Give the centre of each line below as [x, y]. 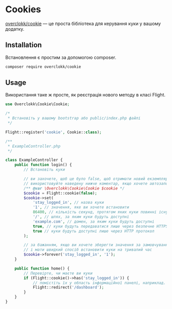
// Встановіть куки [45, 170]
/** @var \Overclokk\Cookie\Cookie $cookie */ [74, 188]
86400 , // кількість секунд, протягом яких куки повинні [95, 212]
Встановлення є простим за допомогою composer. [61, 57]
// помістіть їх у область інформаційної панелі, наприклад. [99, 283]
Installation [24, 45]
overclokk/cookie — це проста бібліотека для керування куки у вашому [83, 23]
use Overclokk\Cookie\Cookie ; [38, 104]
